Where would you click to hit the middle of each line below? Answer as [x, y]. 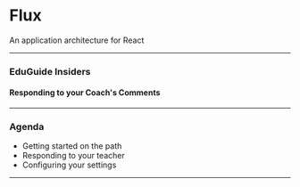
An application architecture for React [77, 40]
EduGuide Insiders [50, 71]
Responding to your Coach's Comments [85, 93]
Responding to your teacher [73, 156]
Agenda [27, 126]
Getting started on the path [72, 146]
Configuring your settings [69, 165]
